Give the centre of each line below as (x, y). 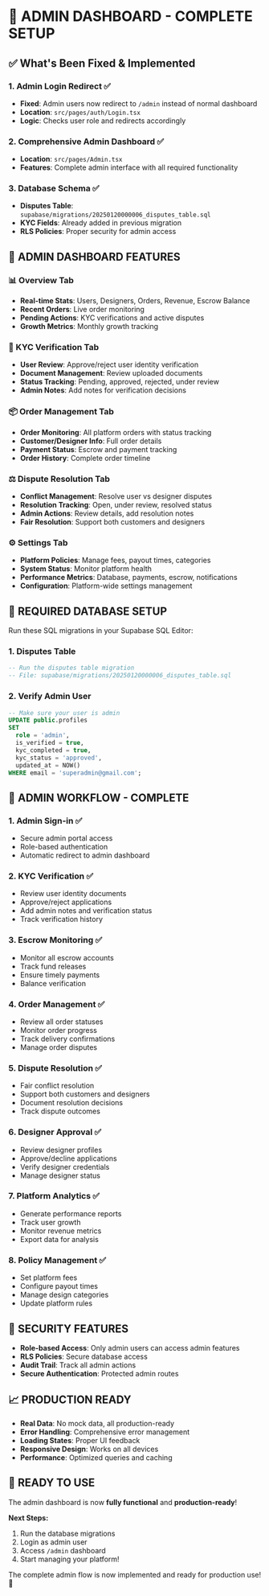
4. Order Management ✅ (57, 1004)
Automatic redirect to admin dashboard (85, 855)
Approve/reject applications (66, 902)
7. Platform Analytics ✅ (54, 1196)
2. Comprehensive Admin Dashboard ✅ (86, 142)
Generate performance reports (71, 1213)
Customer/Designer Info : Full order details (91, 441)
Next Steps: (29, 1518)
